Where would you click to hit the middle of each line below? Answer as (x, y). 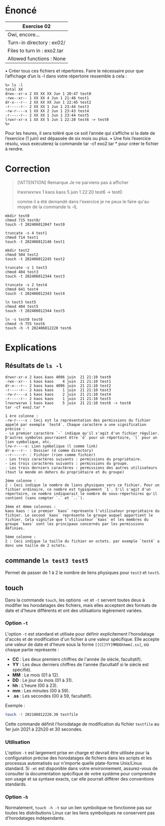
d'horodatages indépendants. (35, 818)
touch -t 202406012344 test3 (35, 276)
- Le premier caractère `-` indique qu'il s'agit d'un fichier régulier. (82, 433)
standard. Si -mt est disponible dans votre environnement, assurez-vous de (82, 768)
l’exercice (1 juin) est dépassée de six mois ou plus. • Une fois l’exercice (78, 138)
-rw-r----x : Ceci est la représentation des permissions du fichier (78, 420)
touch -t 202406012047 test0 (35, 225)
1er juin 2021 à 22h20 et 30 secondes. (44, 729)
